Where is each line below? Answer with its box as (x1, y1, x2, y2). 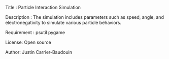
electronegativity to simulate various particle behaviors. (5, 20, 122, 25)
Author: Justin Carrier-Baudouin (5, 49, 73, 55)
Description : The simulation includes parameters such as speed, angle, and (5, 14, 164, 20)
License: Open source (5, 39, 52, 45)
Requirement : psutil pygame (5, 29, 65, 35)
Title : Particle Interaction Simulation (5, 5, 81, 10)
